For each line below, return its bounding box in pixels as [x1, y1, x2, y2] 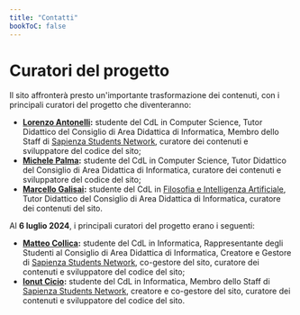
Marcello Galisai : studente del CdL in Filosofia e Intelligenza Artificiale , [22, 184, 286, 194]
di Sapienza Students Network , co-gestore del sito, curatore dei [22, 257, 259, 268]
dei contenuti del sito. [22, 203, 104, 214]
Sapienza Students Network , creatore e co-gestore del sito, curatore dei [22, 285, 291, 297]
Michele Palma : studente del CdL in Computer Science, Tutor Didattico [22, 155, 286, 166]
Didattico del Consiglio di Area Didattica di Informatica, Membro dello [22, 127, 279, 138]
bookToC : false [9, 22, 67, 31]
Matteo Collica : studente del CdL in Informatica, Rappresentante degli [22, 238, 284, 248]
